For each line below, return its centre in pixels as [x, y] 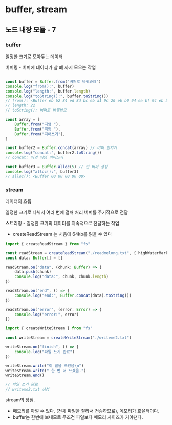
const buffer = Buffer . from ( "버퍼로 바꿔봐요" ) [53, 81]
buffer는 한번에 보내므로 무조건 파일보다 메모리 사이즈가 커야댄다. [78, 417]
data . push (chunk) [33, 272]
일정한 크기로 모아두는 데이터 [34, 56]
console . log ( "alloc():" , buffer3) [42, 171]
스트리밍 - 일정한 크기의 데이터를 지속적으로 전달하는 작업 [62, 223]
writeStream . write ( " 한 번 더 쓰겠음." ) [46, 371]
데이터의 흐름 [18, 201]
